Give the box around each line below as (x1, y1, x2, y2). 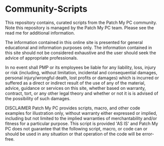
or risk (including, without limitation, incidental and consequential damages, (5, 69, 158, 75)
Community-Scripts (5, 3, 88, 15)
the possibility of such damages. (5, 95, 71, 101)
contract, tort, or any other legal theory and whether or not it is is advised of (5, 90, 159, 96)
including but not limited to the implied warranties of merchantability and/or (5, 115, 157, 121)
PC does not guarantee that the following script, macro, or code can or (5, 125, 148, 131)
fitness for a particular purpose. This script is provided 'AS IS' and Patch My (5, 121, 158, 126)
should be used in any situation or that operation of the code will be (5, 131, 141, 137)
